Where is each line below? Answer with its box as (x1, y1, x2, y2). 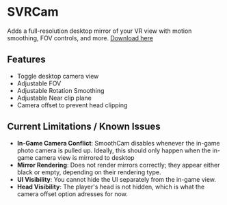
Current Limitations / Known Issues (7, 121, 161, 133)
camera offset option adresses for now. (16, 189, 128, 198)
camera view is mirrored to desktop (34, 153, 135, 161)
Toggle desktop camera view (16, 72, 99, 80)
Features (7, 54, 46, 66)
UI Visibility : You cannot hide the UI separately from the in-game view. (16, 175, 217, 183)
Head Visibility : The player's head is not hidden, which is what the (16, 182, 205, 191)
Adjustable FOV (16, 79, 62, 87)
